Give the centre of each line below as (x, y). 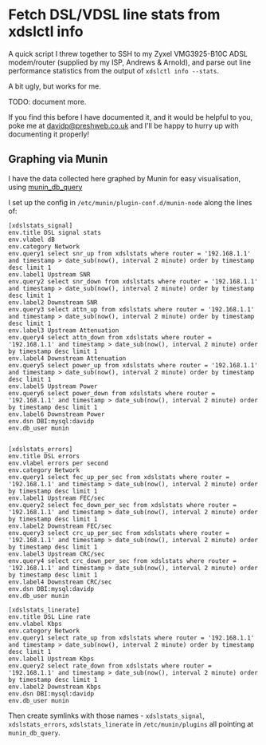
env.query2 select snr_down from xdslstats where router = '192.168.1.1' (133, 281)
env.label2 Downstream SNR (53, 302)
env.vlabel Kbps (35, 624)
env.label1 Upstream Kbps (51, 659)
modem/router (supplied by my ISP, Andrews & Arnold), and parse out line (130, 62)
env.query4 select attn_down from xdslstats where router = (110, 337)
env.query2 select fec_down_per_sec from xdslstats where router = (123, 505)
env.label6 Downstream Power (57, 414)
